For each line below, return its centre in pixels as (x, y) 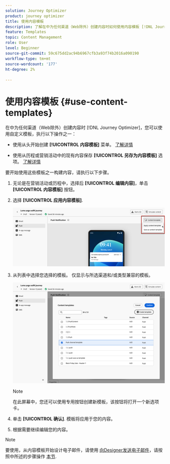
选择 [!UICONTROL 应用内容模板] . (48, 200)
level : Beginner (22, 48)
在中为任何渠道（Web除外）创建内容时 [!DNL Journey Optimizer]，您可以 (82, 128)
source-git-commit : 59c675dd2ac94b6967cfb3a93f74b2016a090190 (72, 53)
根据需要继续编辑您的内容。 (41, 430)
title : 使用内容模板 (25, 21)
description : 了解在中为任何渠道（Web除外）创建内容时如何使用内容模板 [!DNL (79, 27)
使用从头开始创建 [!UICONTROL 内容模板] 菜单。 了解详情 (73, 145)
